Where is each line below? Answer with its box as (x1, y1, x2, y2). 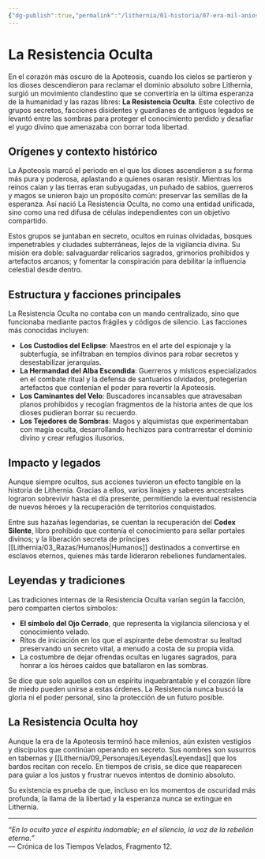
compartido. (8, 216, 48, 226)
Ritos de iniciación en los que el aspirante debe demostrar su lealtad (19, 635, 242, 644)
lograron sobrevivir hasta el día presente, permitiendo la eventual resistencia (8, 494, 257, 503)
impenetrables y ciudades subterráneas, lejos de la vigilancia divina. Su (8, 240, 241, 249)
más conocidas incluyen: (8, 325, 89, 336)
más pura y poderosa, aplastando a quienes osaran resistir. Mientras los (8, 174, 242, 184)
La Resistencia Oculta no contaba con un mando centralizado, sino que (8, 309, 240, 318)
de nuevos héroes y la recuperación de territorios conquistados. (8, 502, 217, 512)
